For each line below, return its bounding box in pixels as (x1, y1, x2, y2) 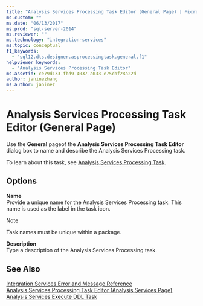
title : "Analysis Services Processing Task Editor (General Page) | (6, 8, 182, 15)
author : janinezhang (6, 76, 59, 82)
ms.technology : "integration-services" (6, 37, 107, 43)
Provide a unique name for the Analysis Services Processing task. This (6, 199, 182, 206)
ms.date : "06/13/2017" (6, 20, 63, 26)
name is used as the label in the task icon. (6, 205, 111, 212)
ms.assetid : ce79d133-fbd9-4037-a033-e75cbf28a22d (6, 71, 137, 77)
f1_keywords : (6, 48, 39, 54)
